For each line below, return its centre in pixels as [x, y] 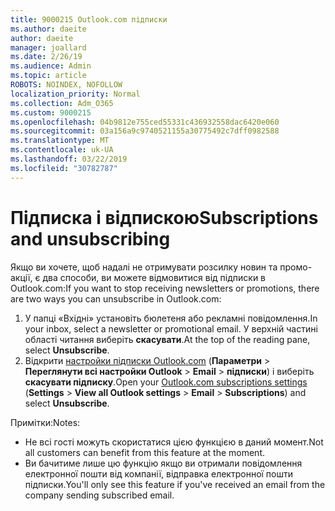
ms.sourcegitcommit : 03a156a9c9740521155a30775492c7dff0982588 [145, 131]
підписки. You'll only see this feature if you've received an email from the [175, 484]
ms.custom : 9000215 [51, 112]
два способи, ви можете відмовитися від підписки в [154, 277]
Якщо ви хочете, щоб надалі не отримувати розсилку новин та [144, 267]
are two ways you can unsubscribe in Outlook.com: [116, 298]
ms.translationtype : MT [60, 141]
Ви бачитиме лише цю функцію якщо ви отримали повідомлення [163, 463]
